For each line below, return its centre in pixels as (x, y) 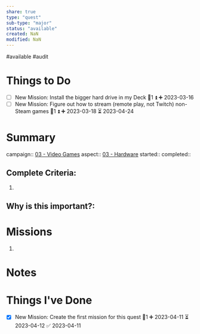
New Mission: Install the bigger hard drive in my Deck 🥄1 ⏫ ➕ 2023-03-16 (104, 97)
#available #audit (27, 57)
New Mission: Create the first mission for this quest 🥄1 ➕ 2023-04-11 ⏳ (102, 317)
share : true (21, 12)
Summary (31, 138)
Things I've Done (49, 300)
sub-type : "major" (29, 23)
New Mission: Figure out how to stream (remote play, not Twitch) (94, 104)
